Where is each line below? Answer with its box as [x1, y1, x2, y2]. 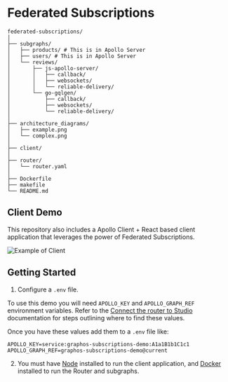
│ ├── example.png [7, 126, 68, 133]
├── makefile [7, 181, 46, 189]
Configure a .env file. [17, 285, 79, 294]
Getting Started [7, 266, 76, 278]
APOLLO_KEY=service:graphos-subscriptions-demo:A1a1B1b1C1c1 [7, 341, 190, 348]
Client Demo [7, 207, 62, 219]
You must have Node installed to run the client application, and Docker [17, 359, 222, 367]
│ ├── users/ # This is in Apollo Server [7, 53, 137, 60]
